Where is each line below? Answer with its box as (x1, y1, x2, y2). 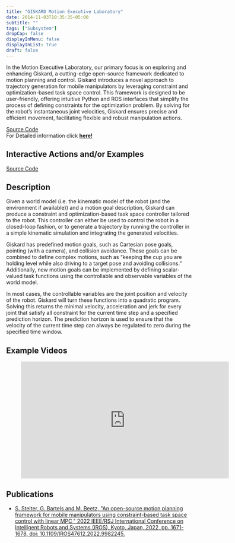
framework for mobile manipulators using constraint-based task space (14, 512, 188, 518)
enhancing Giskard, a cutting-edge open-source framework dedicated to (6, 70, 185, 77)
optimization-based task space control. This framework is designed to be (6, 89, 186, 96)
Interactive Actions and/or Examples (6, 149, 144, 159)
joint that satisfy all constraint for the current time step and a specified (6, 310, 178, 317)
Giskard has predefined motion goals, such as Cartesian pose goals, (6, 241, 173, 248)
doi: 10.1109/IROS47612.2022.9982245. (29, 530, 125, 537)
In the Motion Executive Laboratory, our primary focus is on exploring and (6, 64, 186, 71)
